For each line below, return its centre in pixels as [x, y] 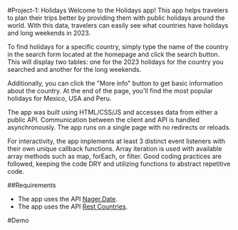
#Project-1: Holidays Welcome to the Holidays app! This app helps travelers [118, 10]
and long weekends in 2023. [49, 33]
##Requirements [32, 185]
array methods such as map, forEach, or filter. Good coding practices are [115, 156]
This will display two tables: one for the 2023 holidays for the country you [115, 62]
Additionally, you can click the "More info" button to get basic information [115, 83]
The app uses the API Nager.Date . [67, 199]
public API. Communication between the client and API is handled [103, 120]
